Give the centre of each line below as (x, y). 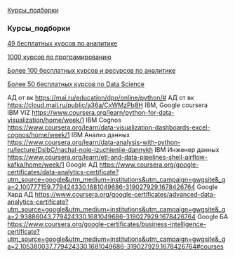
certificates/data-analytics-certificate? (63, 172)
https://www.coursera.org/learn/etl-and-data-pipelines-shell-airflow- (108, 158)
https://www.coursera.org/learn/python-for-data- (103, 113)
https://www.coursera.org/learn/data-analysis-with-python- (94, 142)
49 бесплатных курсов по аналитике (62, 43)
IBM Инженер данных (187, 150)
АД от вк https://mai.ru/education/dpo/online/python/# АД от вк (101, 98)
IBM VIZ (19, 113)
